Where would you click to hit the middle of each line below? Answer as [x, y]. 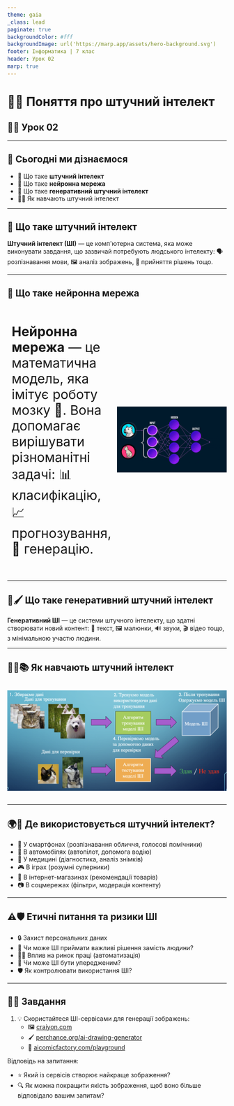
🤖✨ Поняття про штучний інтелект [111, 102]
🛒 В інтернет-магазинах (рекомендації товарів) [87, 877]
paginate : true [29, 29]
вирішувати [48, 442]
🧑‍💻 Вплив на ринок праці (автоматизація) [79, 955]
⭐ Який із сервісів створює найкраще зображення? [94, 1075]
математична [54, 363]
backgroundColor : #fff [40, 37]
